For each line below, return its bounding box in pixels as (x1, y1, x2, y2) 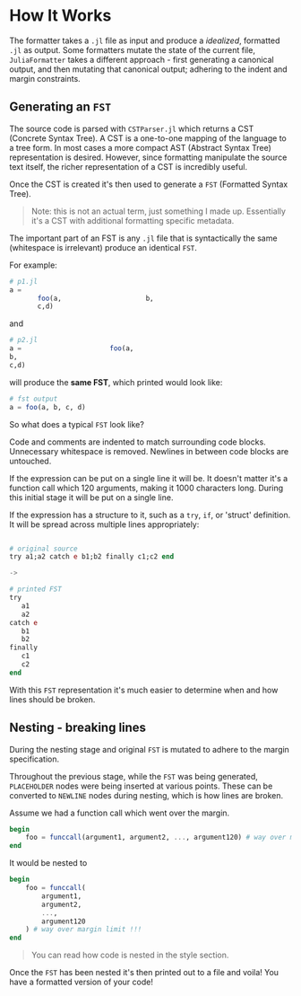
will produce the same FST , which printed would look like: (9, 376, 223, 387)
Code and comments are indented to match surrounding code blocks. (9, 436, 266, 447)
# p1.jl (9, 277, 39, 286)
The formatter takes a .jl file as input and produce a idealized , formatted (9, 35, 280, 46)
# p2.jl (9, 336, 39, 345)
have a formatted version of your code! (9, 976, 154, 988)
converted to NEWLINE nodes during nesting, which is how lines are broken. (9, 789, 284, 800)
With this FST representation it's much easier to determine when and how (9, 684, 279, 695)
